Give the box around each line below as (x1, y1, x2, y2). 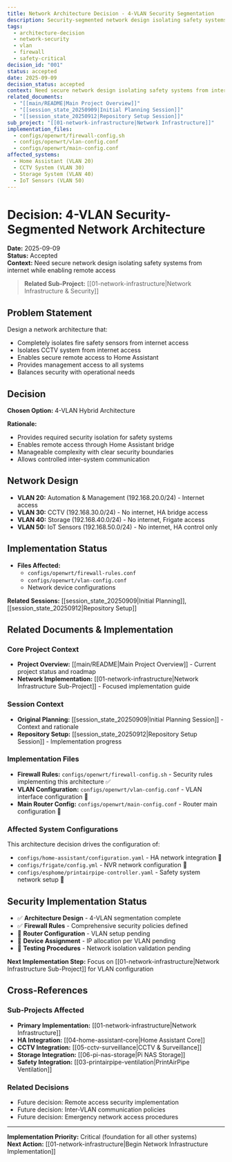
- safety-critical (13, 55, 67, 62)
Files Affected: (17, 561, 61, 570)
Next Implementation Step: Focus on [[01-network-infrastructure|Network (7, 957, 220, 965)
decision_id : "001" (7, 61, 64, 68)
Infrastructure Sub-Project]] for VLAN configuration (7, 965, 154, 973)
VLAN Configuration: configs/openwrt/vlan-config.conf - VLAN (17, 785, 202, 793)
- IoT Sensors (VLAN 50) (13, 177, 85, 184)
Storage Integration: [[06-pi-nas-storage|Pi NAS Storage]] (17, 1050, 186, 1058)
